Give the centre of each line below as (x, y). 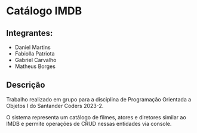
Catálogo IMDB (44, 11)
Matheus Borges (35, 66)
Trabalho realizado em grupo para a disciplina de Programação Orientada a (99, 99)
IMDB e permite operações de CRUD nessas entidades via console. (89, 123)
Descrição (26, 85)
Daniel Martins (33, 47)
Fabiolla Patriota (35, 54)
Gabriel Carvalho (36, 60)
